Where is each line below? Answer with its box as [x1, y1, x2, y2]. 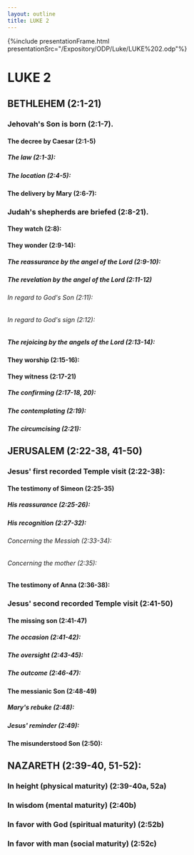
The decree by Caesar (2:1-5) [7, 136, 96, 145]
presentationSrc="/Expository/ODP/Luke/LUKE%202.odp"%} [7, 44, 188, 53]
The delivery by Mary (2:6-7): [7, 189, 97, 197]
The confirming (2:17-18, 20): [7, 389, 96, 397]
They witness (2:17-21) [7, 372, 77, 381]
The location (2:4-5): [7, 171, 71, 179]
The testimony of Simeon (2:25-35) [7, 484, 115, 493]
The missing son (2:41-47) [7, 616, 88, 625]
